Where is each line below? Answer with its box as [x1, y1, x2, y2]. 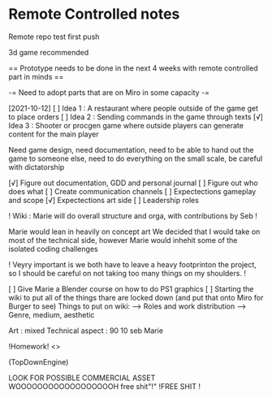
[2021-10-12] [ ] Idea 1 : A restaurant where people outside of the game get [8, 103, 258, 113]
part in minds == [8, 71, 64, 81]
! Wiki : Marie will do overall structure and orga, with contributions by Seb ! [8, 210, 258, 220]
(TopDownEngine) [8, 357, 69, 366]
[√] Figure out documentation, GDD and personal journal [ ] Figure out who [8, 178, 258, 188]
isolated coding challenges [8, 244, 99, 253]
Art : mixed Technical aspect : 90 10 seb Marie [8, 326, 164, 335]
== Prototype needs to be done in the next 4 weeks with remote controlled [8, 63, 258, 73]
